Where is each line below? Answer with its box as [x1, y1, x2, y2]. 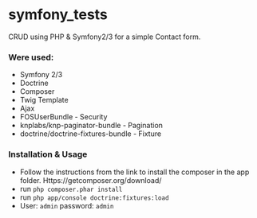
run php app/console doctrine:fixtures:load [19, 193, 169, 202]
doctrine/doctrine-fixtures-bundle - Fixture [19, 129, 162, 138]
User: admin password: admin [19, 200, 114, 210]
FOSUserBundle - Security [19, 112, 108, 122]
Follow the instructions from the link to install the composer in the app [19, 167, 250, 177]
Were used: [8, 52, 54, 63]
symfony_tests [8, 6, 108, 24]
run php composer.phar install [19, 184, 123, 193]
